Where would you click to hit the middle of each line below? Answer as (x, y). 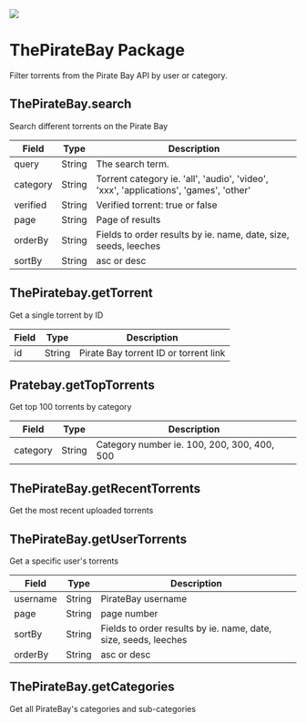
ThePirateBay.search (71, 104)
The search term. (133, 164)
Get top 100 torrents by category (71, 407)
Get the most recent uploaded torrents (82, 511)
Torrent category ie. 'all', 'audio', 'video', (182, 178)
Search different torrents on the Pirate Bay (89, 126)
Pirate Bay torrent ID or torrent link (152, 352)
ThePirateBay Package (97, 51)
